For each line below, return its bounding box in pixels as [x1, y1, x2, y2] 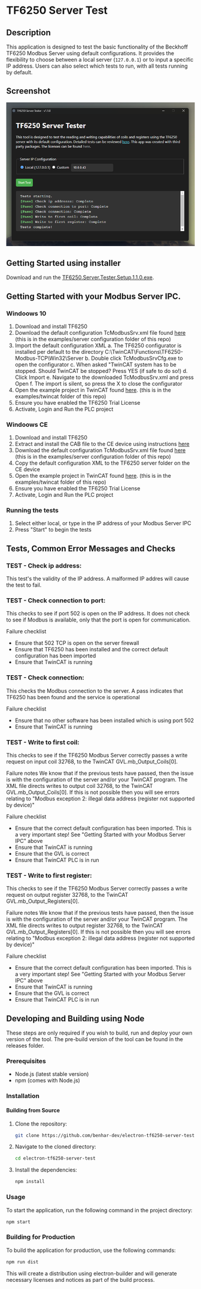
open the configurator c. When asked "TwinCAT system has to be [14, 360, 176, 368]
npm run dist [6, 1258, 39, 1265]
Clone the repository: [14, 1120, 68, 1127]
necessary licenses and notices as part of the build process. [6, 1276, 155, 1283]
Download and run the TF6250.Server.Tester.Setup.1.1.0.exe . [6, 274, 154, 281]
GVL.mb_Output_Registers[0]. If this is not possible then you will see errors [6, 929, 191, 936]
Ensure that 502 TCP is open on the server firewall [14, 639, 139, 647]
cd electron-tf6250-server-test [14, 1155, 96, 1161]
